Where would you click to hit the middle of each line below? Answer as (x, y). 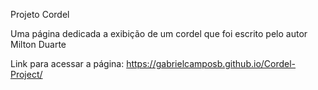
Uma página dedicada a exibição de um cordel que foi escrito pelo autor (159, 33)
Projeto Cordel (40, 14)
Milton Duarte (38, 44)
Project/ (26, 74)
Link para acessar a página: (67, 63)
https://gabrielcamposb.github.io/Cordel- (211, 63)
